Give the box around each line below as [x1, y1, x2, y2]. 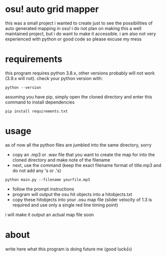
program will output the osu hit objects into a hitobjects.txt [12, 191, 133, 197]
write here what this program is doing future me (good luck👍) [5, 246, 132, 252]
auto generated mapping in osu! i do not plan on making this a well [5, 25, 142, 31]
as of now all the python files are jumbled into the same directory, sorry [5, 141, 152, 148]
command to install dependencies [5, 99, 75, 105]
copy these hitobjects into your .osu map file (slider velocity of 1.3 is [12, 196, 152, 202]
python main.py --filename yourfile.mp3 [5, 177, 91, 182]
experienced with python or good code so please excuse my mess [5, 36, 142, 42]
